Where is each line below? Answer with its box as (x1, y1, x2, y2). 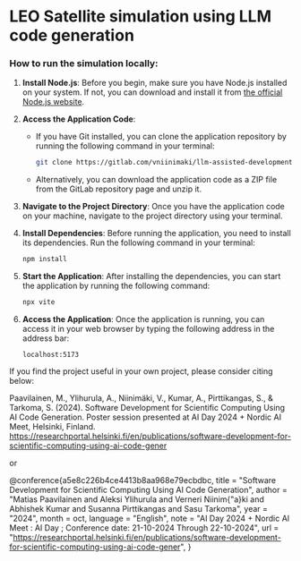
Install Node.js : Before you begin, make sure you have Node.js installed (21, 78, 288, 89)
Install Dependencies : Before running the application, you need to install (21, 228, 291, 239)
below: (9, 376, 34, 387)
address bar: (21, 333, 70, 344)
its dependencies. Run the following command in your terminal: (21, 237, 255, 248)
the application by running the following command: (21, 280, 211, 292)
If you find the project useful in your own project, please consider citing (9, 366, 273, 377)
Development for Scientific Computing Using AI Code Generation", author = (9, 485, 288, 496)
